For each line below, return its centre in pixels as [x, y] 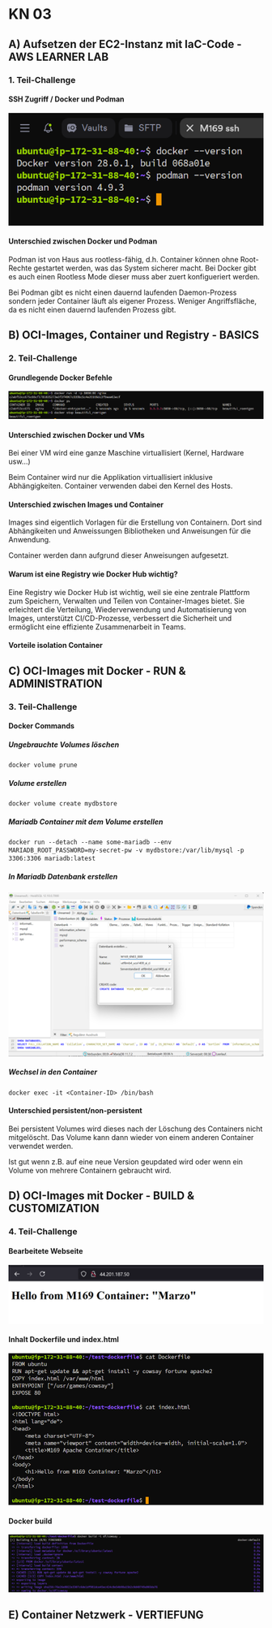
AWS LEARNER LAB [59, 56]
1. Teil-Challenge [42, 80]
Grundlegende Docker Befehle [61, 378]
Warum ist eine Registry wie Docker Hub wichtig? [93, 574]
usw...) [19, 462]
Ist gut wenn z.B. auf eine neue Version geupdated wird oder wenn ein [126, 1162]
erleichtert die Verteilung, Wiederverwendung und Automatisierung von [127, 609]
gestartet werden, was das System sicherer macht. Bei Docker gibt [145, 268]
